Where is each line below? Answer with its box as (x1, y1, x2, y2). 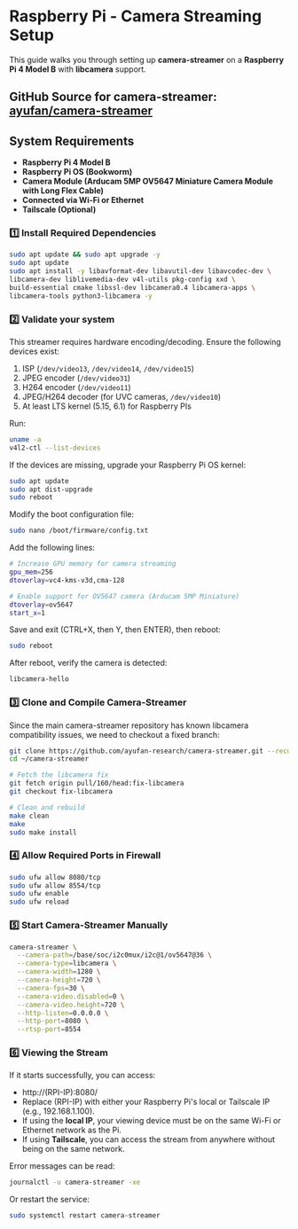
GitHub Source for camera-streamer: (9, 90, 217, 105)
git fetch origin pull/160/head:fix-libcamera (9, 779, 184, 788)
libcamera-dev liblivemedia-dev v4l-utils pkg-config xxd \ (9, 275, 237, 285)
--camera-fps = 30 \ (17, 983, 86, 992)
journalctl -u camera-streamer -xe (9, 1178, 141, 1187)
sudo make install (9, 827, 77, 837)
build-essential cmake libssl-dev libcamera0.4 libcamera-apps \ (9, 283, 255, 292)
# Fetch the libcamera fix (9, 771, 109, 779)
